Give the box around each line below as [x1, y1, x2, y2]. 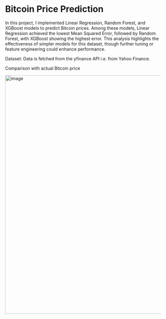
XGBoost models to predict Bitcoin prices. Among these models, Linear [5, 25, 150, 31]
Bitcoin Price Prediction [5, 3, 104, 15]
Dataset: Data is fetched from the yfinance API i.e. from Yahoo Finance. [5, 55, 151, 61]
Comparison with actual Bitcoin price [5, 65, 81, 71]
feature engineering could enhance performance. [5, 46, 106, 52]
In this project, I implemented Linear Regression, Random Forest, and [5, 20, 146, 26]
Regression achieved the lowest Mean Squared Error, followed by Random [5, 30, 156, 36]
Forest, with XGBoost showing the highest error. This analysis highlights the [5, 36, 159, 42]
